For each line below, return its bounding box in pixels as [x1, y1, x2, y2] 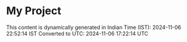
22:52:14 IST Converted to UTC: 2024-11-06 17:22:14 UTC [6, 30, 149, 37]
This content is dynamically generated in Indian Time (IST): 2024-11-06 [6, 24, 182, 31]
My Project [6, 4, 62, 18]
